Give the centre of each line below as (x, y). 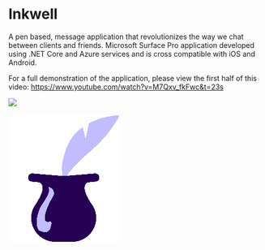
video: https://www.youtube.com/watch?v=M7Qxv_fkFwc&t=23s (116, 87)
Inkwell (33, 14)
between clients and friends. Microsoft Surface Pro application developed (132, 45)
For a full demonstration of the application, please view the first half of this (133, 78)
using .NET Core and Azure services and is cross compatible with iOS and (132, 54)
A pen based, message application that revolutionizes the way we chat (126, 37)
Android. (23, 62)
